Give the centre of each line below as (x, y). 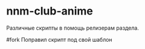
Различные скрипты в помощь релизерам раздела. (72, 28)
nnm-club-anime (50, 11)
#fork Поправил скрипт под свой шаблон (60, 39)
